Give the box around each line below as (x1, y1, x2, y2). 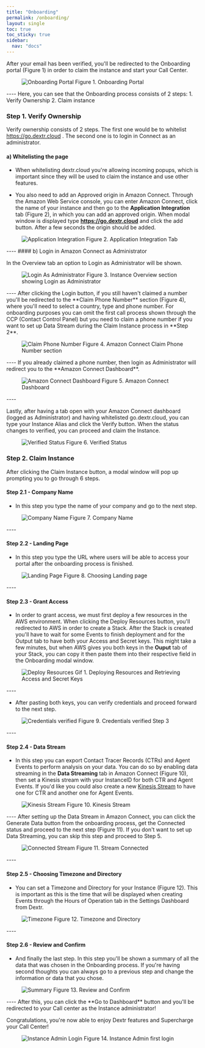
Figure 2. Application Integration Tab (86, 236, 178, 243)
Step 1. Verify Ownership (6, 111, 81, 120)
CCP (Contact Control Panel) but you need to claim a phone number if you (6, 316, 193, 323)
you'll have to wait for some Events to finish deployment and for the (15, 631, 185, 638)
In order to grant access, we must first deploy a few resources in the (15, 612, 187, 619)
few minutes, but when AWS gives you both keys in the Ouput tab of (15, 644, 187, 651)
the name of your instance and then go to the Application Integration (15, 204, 190, 212)
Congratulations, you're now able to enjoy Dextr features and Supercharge (6, 1016, 194, 1024)
